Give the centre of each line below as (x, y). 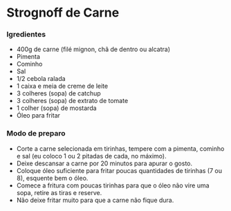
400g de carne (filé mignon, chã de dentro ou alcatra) (93, 49)
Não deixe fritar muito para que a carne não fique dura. (95, 200)
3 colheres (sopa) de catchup (58, 93)
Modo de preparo (36, 134)
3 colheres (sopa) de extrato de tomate (72, 101)
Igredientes (26, 35)
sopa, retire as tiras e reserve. (59, 192)
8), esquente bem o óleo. (52, 178)
